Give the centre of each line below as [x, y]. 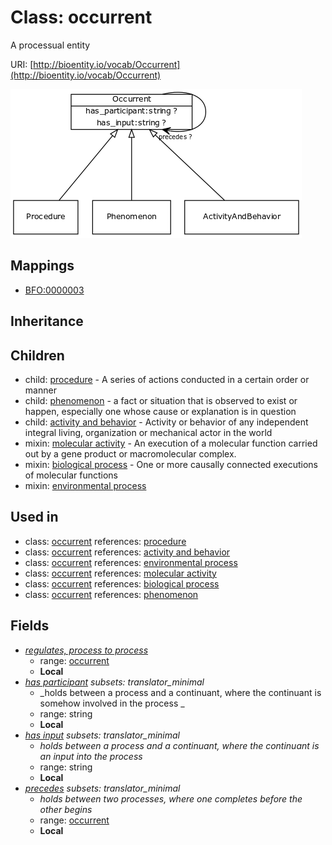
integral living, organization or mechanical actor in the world [148, 432]
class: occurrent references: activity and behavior [127, 552]
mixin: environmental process [85, 485]
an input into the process [91, 756]
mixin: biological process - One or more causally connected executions [171, 464]
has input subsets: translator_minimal [102, 735]
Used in [34, 517]
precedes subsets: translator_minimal [102, 788]
